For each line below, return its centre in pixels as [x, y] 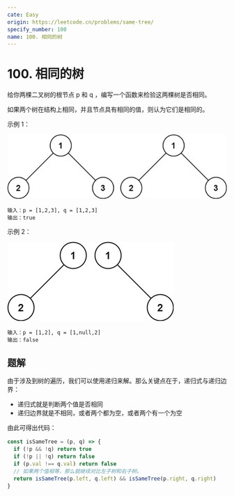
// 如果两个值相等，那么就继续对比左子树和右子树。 [78, 471]
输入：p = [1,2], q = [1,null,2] [54, 333]
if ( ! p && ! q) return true [53, 449]
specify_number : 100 [37, 29]
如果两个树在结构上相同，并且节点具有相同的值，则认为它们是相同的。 [108, 110]
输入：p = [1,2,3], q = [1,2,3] [53, 210]
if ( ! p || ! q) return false [54, 457]
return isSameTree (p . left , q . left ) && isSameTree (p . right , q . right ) [115, 479]
